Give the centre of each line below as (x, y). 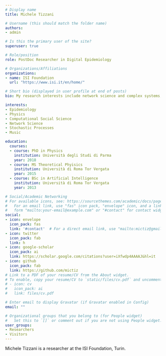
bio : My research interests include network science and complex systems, (84, 96)
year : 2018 (25, 160)
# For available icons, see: (35, 201)
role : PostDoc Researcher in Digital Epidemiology (58, 59)
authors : (14, 28)
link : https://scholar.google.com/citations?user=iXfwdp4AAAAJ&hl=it (83, 257)
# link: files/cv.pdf (30, 294)
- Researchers (20, 330)
